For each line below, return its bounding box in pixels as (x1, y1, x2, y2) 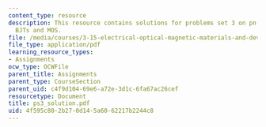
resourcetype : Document (8, 92, 87, 100)
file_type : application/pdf (8, 41, 101, 49)
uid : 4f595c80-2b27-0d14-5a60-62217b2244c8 (8, 107, 154, 115)
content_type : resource (8, 11, 87, 20)
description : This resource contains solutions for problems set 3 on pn (8, 19, 257, 27)
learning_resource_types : (8, 48, 93, 56)
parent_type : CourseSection (8, 77, 101, 85)
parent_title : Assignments (8, 70, 97, 78)
